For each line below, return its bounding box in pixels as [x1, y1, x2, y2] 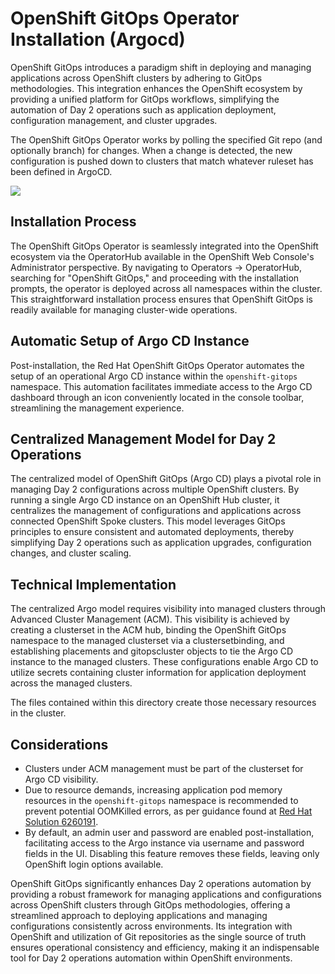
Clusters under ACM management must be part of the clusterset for [24, 763, 304, 774]
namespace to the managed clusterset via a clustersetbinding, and [10, 635, 285, 647]
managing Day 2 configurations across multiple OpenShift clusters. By [10, 483, 300, 496]
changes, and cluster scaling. [10, 547, 132, 559]
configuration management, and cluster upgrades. [10, 114, 218, 126]
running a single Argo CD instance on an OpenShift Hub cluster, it [10, 494, 280, 506]
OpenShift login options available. [24, 858, 164, 870]
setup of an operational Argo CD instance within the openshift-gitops [10, 370, 298, 382]
